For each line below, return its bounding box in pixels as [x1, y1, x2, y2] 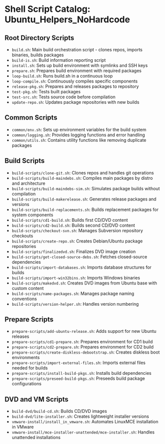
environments [11, 355, 40, 361]
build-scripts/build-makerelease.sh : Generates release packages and [11, 196, 157, 202]
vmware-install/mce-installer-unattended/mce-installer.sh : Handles [11, 429, 155, 435]
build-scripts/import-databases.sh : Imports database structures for [11, 264, 152, 270]
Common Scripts [4, 114, 58, 122]
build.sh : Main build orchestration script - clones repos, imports [11, 47, 143, 52]
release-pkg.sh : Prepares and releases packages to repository [11, 83, 139, 89]
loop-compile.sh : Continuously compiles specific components [11, 78, 138, 84]
